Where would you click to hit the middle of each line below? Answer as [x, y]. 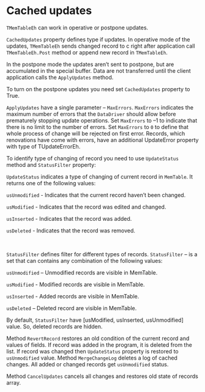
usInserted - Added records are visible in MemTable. [73, 296]
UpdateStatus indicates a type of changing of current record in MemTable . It [100, 176]
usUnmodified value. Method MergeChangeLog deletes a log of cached [92, 358]
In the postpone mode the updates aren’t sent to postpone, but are [90, 64]
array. [14, 382]
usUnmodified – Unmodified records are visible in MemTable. [82, 272]
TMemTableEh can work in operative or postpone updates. [77, 28]
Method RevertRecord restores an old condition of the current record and [98, 338]
